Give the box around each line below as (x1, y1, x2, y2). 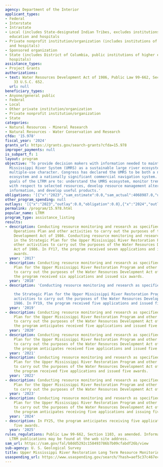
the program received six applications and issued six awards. (14, 274, 145, 279)
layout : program (5, 156, 38, 161)
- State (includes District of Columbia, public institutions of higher (5, 52, 155, 57)
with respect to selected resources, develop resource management (9, 183, 147, 188)
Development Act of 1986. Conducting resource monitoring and (14, 233, 142, 238)
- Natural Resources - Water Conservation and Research (5, 129, 120, 134)
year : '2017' (9, 256, 36, 261)
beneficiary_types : (5, 89, 45, 93)
